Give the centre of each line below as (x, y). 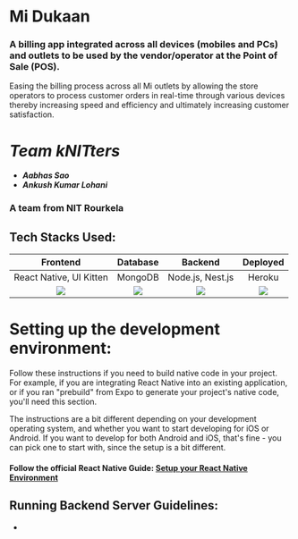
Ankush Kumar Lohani (65, 185)
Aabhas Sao (46, 175)
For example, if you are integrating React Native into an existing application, (149, 383)
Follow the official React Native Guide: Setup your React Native (128, 467)
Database (138, 263)
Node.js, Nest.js (201, 277)
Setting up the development (115, 329)
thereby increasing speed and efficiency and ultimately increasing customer (149, 105)
